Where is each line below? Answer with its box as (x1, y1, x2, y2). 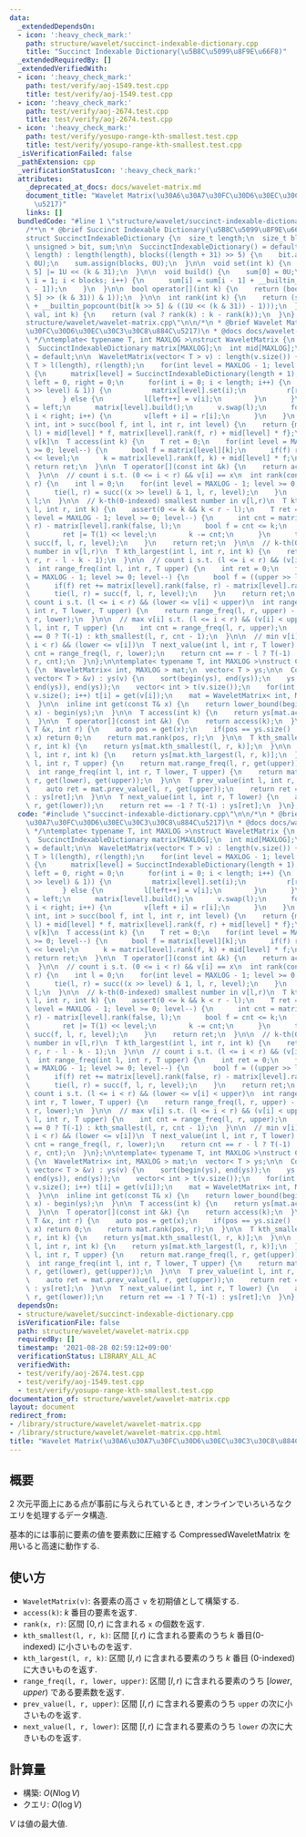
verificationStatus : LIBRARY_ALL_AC (17, 1352, 157, 1361)
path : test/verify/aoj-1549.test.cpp (25, 81, 169, 90)
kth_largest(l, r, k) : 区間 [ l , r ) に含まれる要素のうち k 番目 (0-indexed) (22, 1653, 296, 1664)
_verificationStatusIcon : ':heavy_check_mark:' (17, 166, 202, 175)
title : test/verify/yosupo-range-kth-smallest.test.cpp (25, 140, 243, 149)
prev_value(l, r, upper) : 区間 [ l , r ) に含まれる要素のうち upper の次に (22, 1698, 285, 1709)
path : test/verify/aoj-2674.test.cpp (25, 107, 169, 116)
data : (9, 13, 30, 23)
